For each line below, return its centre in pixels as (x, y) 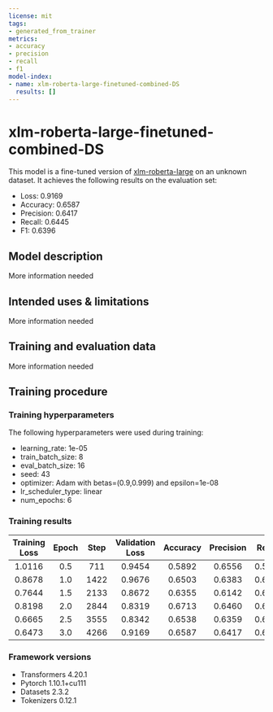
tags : (17, 24)
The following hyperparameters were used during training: (106, 433)
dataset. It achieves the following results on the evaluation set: (113, 181)
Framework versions (50, 657)
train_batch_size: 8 (52, 457)
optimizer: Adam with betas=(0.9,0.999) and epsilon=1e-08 (119, 483)
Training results (40, 522)
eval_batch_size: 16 (52, 465)
